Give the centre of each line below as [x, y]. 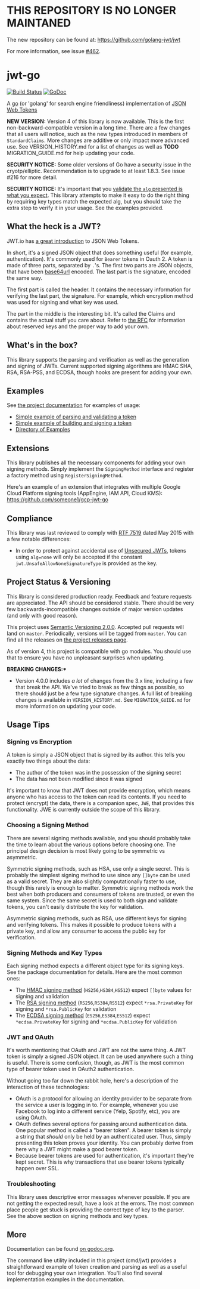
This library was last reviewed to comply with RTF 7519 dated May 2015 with [100, 532]
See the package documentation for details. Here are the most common [95, 972]
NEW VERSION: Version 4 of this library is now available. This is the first [96, 121]
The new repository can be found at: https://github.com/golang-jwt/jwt [93, 39]
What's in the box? [42, 345]
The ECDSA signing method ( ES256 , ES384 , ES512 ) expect [83, 1016]
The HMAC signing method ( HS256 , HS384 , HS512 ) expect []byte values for [104, 990]
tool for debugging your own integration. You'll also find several [85, 1273]
